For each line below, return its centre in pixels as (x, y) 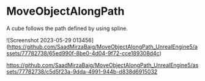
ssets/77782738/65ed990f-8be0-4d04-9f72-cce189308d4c (83, 53)
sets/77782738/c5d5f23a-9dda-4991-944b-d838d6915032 (82, 71)
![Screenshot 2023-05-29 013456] (50, 40)
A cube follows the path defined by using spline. (67, 28)
